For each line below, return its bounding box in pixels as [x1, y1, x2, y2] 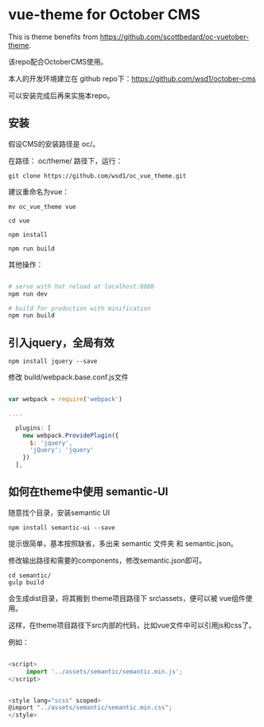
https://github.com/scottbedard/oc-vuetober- [99, 32, 250, 41]
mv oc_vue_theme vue [8, 202, 77, 210]
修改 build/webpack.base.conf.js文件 [8, 372, 129, 382]
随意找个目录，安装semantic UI [8, 508, 111, 517]
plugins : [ [15, 424, 52, 432]
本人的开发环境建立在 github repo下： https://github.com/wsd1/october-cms [8, 73, 256, 83]
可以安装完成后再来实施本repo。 [8, 90, 115, 100]
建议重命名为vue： [8, 187, 70, 196]
